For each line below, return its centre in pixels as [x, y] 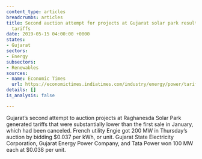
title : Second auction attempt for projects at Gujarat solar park [93, 23]
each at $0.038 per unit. [36, 149]
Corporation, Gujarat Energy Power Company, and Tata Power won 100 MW [100, 143]
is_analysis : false [31, 95]
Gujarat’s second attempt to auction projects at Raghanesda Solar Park [94, 118]
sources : [17, 73]
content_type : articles [36, 12]
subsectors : [21, 62]
